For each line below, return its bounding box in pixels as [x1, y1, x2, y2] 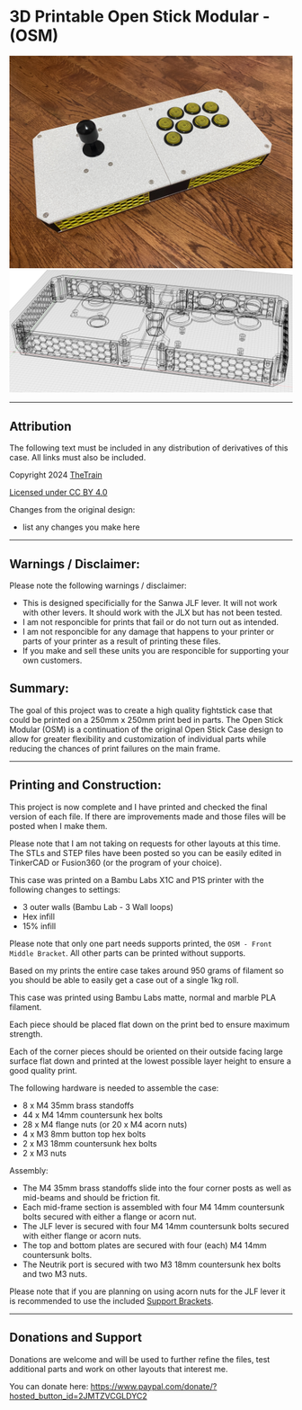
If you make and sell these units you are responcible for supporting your [22, 646, 289, 656]
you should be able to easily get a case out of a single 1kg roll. [9, 974, 240, 986]
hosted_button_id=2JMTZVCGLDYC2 [9, 1390, 147, 1401]
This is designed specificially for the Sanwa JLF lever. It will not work [22, 598, 278, 609]
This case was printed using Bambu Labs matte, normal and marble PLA [9, 992, 277, 1003]
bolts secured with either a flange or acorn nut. [22, 1211, 197, 1222]
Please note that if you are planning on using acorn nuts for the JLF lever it [9, 1286, 286, 1297]
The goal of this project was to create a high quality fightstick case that [9, 704, 273, 716]
